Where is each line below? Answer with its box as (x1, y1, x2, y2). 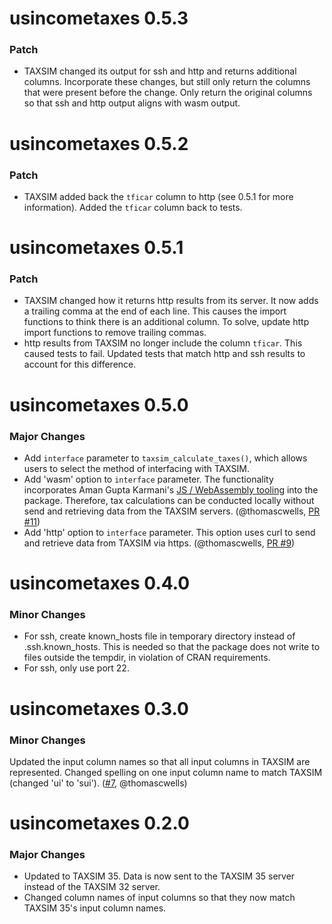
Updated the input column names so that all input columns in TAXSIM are (9, 755, 311, 767)
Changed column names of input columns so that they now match (23, 892, 296, 904)
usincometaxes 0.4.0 (9, 572, 191, 595)
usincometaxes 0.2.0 (9, 812, 190, 835)
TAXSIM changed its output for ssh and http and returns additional (23, 65, 297, 77)
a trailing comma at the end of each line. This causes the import (23, 305, 287, 317)
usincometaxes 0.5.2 (9, 132, 189, 155)
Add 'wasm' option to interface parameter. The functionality (23, 473, 274, 485)
